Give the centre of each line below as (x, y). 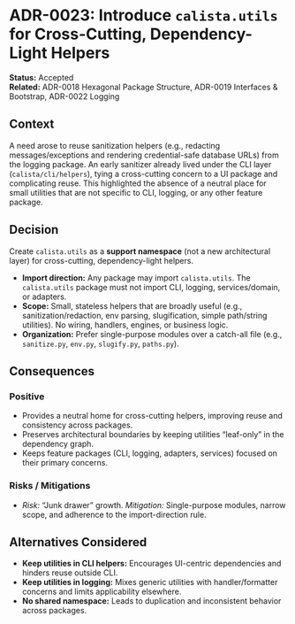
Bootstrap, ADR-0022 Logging (64, 96)
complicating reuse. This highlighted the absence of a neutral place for (138, 183)
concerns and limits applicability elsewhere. (102, 592)
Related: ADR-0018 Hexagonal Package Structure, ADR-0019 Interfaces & (144, 87)
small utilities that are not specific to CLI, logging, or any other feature (136, 192)
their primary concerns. (65, 463)
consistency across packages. (77, 425)
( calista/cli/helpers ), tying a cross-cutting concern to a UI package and (144, 173)
